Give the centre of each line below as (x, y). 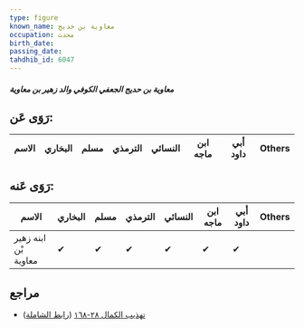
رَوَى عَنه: (32, 185)
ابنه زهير (30, 238)
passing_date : (36, 52)
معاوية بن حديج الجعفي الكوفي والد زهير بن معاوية (92, 89)
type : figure (34, 18)
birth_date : (32, 43)
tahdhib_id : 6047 (42, 60)
